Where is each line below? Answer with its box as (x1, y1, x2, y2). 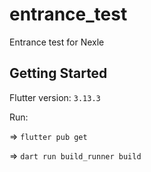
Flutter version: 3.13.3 (9, 91, 101, 103)
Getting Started (9, 65, 108, 82)
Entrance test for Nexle (9, 36, 105, 48)
